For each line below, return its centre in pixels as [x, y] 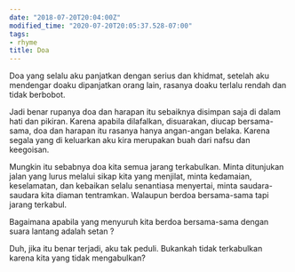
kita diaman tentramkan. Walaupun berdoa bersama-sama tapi [155, 196]
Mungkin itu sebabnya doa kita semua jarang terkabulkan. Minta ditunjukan [147, 167]
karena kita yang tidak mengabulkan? [78, 258]
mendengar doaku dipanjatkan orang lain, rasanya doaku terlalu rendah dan [148, 85]
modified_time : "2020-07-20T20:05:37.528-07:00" [101, 26]
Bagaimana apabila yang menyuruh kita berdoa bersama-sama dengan [139, 222]
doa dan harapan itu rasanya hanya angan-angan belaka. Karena [152, 131]
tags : [19, 34]
